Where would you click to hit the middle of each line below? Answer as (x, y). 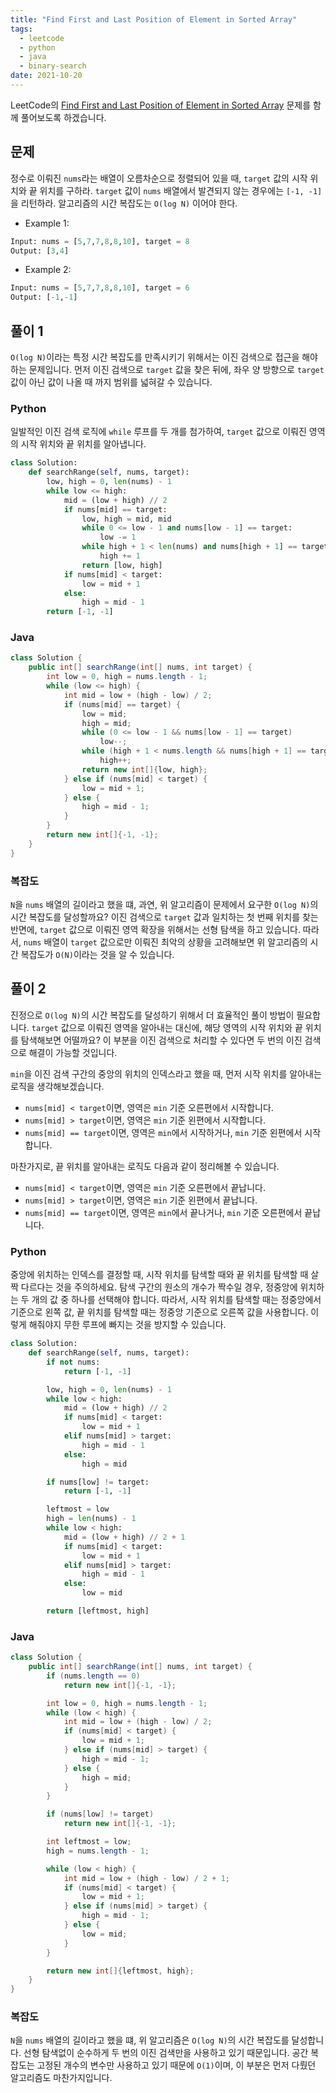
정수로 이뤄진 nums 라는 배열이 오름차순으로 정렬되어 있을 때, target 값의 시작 (159, 178)
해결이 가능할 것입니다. (73, 1052)
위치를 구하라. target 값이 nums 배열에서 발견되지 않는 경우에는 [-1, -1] (181, 190)
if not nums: (73, 1362)
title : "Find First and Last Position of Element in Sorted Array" (154, 19)
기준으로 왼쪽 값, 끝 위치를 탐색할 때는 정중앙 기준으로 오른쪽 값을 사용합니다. (159, 1312)
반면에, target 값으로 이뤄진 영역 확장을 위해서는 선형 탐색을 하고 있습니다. (155, 930)
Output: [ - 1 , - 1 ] (44, 297)
